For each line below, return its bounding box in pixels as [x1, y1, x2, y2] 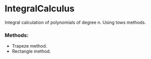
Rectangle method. [11, 48, 51, 55]
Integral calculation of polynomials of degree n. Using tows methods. [4, 19, 147, 25]
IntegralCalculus [4, 3, 75, 14]
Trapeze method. [11, 43, 47, 49]
